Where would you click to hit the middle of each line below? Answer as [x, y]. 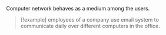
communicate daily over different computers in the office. [90, 26]
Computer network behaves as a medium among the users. [78, 8]
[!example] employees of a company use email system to [89, 20]
